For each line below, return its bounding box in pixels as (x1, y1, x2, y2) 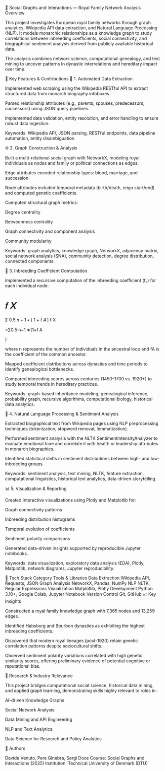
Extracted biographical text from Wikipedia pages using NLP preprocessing (5, 420, 159, 426)
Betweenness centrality (5, 219, 53, 224)
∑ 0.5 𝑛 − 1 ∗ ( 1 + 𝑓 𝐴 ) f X (5, 317, 56, 323)
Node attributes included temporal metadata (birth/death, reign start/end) (5, 185, 155, 191)
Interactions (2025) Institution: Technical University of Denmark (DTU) (5, 760, 148, 766)
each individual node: (5, 283, 49, 288)
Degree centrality (5, 209, 41, 215)
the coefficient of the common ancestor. (5, 351, 87, 357)
